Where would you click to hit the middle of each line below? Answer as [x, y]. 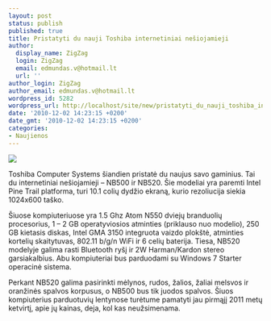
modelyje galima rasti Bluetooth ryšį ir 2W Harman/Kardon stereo [117, 249]
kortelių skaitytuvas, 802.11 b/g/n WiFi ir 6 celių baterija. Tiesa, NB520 [124, 241]
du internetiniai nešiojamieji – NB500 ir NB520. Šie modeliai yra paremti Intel [135, 182]
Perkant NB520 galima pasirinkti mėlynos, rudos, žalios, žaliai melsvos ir [129, 282]
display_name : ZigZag [52, 53]
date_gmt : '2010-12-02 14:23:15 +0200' [75, 121]
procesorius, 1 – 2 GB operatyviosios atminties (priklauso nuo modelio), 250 [134, 223]
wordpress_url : [34, 106]
